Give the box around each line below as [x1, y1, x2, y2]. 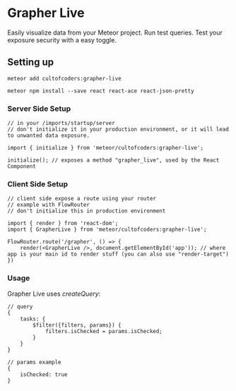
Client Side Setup [7, 179, 69, 188]
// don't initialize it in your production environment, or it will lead [7, 126, 230, 133]
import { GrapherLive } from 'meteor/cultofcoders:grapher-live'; [7, 226, 207, 234]
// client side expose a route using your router [7, 195, 157, 203]
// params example [7, 359, 61, 366]
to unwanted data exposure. [7, 132, 90, 139]
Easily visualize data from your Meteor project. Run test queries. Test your [7, 28, 223, 37]
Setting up [7, 56, 54, 68]
